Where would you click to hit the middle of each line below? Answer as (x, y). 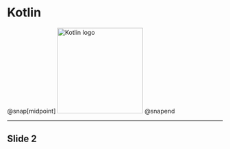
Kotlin (24, 13)
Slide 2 (22, 139)
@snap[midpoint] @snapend (91, 111)
